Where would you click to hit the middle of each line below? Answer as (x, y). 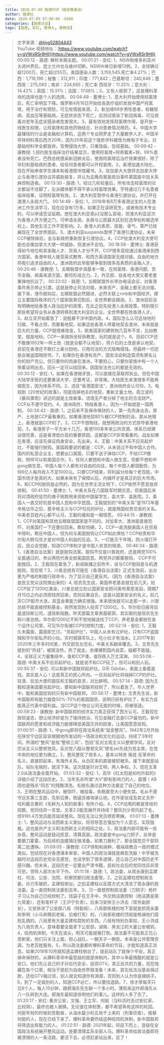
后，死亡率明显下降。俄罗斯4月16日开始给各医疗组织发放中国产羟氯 (85, 103)
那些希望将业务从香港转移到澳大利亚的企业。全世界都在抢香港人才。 (86, 312)
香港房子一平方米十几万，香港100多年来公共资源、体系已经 (92, 429)
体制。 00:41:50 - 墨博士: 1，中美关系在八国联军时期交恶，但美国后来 (87, 490)
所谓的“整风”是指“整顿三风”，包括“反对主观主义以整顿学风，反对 (91, 743)
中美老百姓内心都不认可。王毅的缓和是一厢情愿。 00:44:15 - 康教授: (85, 515)
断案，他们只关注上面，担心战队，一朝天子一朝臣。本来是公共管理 (88, 939)
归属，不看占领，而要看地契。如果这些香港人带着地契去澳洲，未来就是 (88, 325)
